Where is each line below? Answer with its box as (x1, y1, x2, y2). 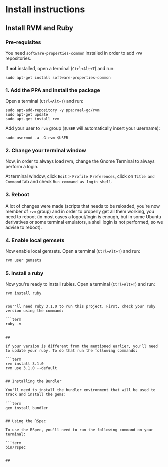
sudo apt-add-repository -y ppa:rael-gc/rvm (5, 108, 100, 113)
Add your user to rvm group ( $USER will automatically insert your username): (5, 125, 160, 131)
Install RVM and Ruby (5, 24, 74, 32)
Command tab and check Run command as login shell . (5, 179, 113, 185)
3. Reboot (5, 191, 29, 198)
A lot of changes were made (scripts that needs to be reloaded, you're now (5, 203, 160, 209)
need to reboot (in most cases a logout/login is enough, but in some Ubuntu (5, 213, 161, 220)
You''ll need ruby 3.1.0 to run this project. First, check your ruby (5, 304, 156, 309)
